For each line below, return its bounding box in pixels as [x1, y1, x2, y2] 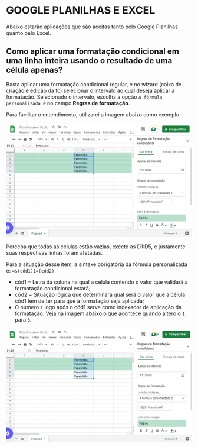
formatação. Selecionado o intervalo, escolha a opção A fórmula [6, 93, 163, 101]
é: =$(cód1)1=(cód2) [6, 267, 55, 274]
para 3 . [14, 316, 32, 323]
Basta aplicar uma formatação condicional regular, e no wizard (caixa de [6, 80, 181, 88]
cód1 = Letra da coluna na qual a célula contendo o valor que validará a [14, 278, 188, 286]
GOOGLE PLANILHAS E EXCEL [6, 4, 156, 17]
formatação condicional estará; [14, 284, 91, 291]
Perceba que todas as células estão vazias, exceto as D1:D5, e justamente [6, 243, 186, 250]
